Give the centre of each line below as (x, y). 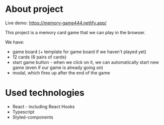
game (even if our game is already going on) (58, 67)
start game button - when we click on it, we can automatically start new (85, 62)
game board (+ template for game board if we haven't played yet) (79, 52)
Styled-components (33, 117)
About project (34, 9)
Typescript (23, 112)
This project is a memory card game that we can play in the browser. (75, 32)
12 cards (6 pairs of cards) (39, 57)
